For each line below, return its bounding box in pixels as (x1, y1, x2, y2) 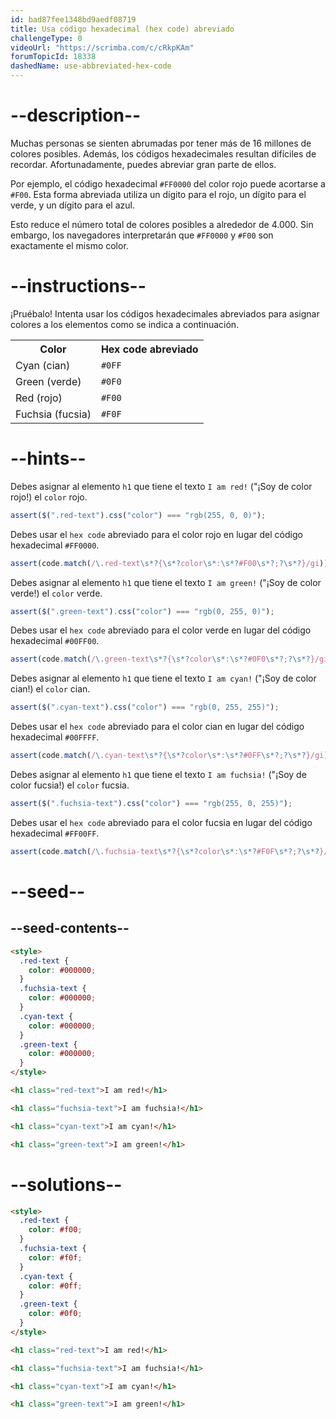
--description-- (10, 104, 142, 127)
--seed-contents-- (10, 920, 130, 937)
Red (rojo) (15, 391, 63, 405)
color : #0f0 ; (28, 1309, 83, 1319)
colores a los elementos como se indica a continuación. (10, 318, 240, 330)
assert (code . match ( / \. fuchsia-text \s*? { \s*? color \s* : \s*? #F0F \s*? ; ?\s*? (10, 846, 320, 856)
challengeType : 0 (10, 33, 83, 43)
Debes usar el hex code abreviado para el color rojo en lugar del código (10, 528, 303, 540)
